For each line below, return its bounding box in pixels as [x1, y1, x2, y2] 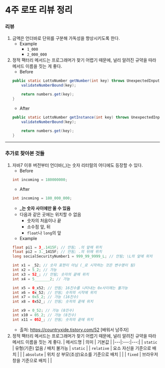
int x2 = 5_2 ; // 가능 [12, 268, 57, 273]
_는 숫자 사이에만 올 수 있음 [19, 205, 71, 211]
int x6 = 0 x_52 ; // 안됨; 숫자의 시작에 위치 [12, 290, 97, 295]
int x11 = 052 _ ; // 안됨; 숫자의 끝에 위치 [12, 317, 93, 322]
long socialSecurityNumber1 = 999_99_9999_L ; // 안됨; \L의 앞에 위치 [12, 254, 153, 259]
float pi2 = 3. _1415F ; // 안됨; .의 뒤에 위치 [12, 249, 102, 254]
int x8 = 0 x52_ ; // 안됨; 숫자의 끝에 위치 [12, 299, 93, 304]
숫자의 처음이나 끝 [27, 217, 61, 223]
